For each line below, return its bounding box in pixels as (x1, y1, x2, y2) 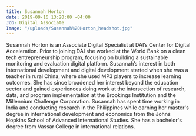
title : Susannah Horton (6, 8, 65, 15)
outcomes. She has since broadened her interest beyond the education (6, 79, 178, 86)
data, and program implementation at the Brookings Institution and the (6, 92, 177, 99)
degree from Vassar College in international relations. (6, 123, 135, 130)
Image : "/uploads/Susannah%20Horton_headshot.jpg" (6, 25, 133, 31)
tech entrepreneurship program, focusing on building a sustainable (6, 54, 168, 61)
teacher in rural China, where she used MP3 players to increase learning (6, 73, 181, 80)
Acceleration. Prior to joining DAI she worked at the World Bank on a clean (6, 48, 187, 55)
